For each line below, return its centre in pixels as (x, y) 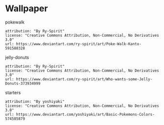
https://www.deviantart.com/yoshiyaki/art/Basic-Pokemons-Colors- (85, 114)
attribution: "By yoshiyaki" (35, 101)
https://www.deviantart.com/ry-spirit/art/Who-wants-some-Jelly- (84, 79)
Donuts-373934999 (23, 83)
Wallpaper (27, 9)
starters (13, 92)
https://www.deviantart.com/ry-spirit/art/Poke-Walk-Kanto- (79, 44)
